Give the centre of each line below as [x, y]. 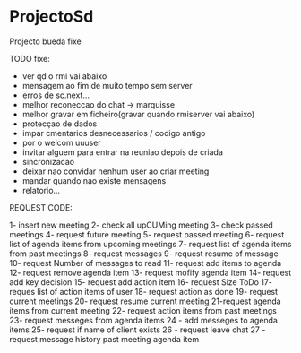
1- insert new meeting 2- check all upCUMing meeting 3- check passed [141, 225]
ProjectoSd [52, 17]
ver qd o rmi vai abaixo [64, 76]
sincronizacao [48, 161]
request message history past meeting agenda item [104, 339]
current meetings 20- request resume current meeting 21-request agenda [145, 301]
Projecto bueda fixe [46, 41]
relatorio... [41, 190]
